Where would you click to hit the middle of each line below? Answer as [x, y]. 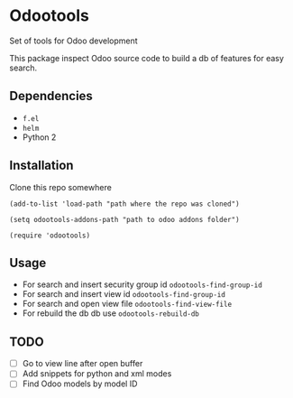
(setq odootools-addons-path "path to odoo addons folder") [125, 219]
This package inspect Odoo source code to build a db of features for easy [146, 58]
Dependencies [51, 96]
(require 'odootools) [50, 236]
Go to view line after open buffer [82, 364]
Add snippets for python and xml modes [97, 374]
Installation [41, 166]
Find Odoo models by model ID [80, 384]
